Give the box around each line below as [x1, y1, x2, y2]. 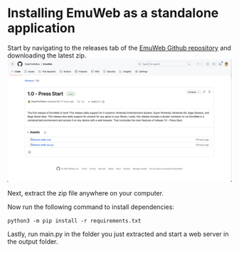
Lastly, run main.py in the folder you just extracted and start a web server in [7, 230, 229, 238]
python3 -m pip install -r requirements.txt [7, 217, 142, 225]
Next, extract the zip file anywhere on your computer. [7, 188, 164, 197]
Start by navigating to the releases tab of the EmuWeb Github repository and [7, 43, 231, 52]
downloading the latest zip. [7, 51, 87, 60]
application [7, 20, 76, 36]
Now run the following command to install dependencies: [7, 203, 174, 211]
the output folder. [7, 237, 58, 246]
